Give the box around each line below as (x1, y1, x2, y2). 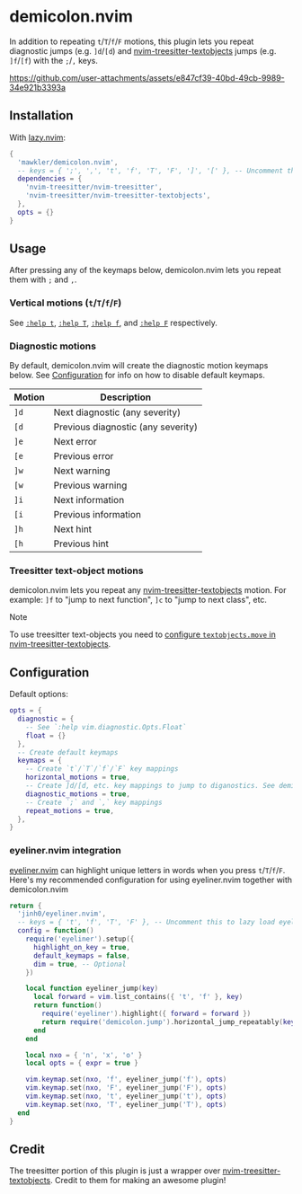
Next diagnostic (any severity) (53, 406, 182, 419)
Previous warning (53, 479, 128, 491)
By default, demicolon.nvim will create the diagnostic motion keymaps (9, 360, 269, 371)
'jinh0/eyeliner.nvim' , (17, 909, 106, 918)
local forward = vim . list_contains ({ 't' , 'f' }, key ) (32, 993, 244, 1002)
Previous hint (53, 537, 110, 550)
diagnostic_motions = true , (25, 789, 130, 799)
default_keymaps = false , (32, 951, 130, 960)
